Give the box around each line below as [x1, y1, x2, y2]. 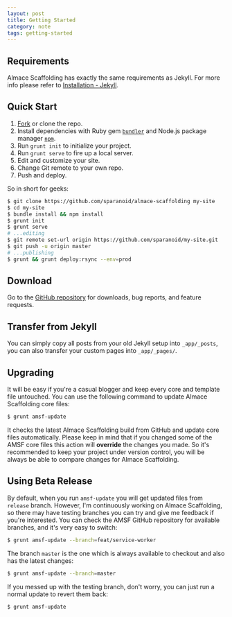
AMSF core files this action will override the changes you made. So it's [7, 440, 210, 449]
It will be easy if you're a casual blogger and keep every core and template [7, 385, 220, 394]
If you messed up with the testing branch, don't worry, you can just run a [7, 582, 215, 591]
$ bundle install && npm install [7, 211, 104, 218]
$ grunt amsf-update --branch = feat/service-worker [7, 537, 157, 544]
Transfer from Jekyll [7, 320, 97, 333]
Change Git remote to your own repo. [17, 164, 124, 172]
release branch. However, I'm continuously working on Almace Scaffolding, [7, 501, 223, 510]
